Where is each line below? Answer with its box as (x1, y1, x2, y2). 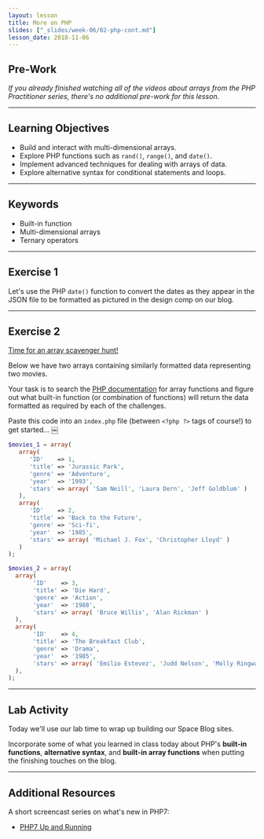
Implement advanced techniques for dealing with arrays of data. (19, 159, 228, 169)
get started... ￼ (8, 425, 59, 434)
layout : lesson (8, 11, 58, 20)
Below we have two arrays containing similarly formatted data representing (8, 361, 251, 370)
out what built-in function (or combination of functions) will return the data (8, 393, 249, 402)
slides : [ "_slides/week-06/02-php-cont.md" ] (8, 26, 156, 34)
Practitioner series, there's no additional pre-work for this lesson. (8, 92, 220, 101)
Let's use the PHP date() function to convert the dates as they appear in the (8, 286, 255, 295)
